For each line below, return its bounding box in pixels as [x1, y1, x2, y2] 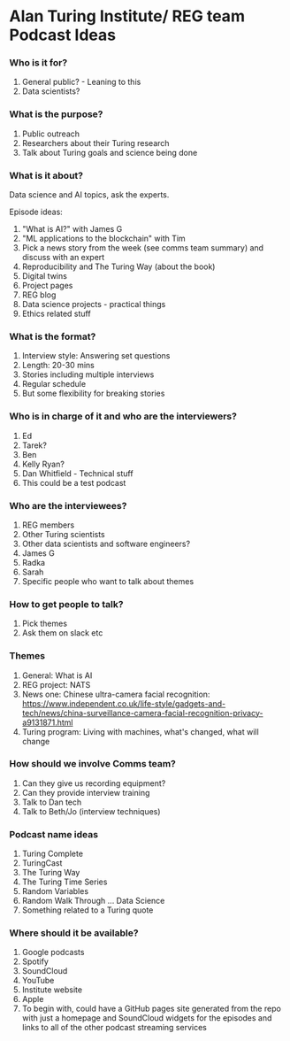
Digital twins [21, 271, 68, 281]
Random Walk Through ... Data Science [21, 896, 165, 906]
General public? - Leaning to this [21, 77, 141, 88]
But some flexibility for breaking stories [21, 388, 165, 399]
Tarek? [21, 440, 47, 451]
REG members [21, 520, 75, 530]
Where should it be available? [9, 927, 139, 939]
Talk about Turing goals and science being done [21, 147, 198, 158]
